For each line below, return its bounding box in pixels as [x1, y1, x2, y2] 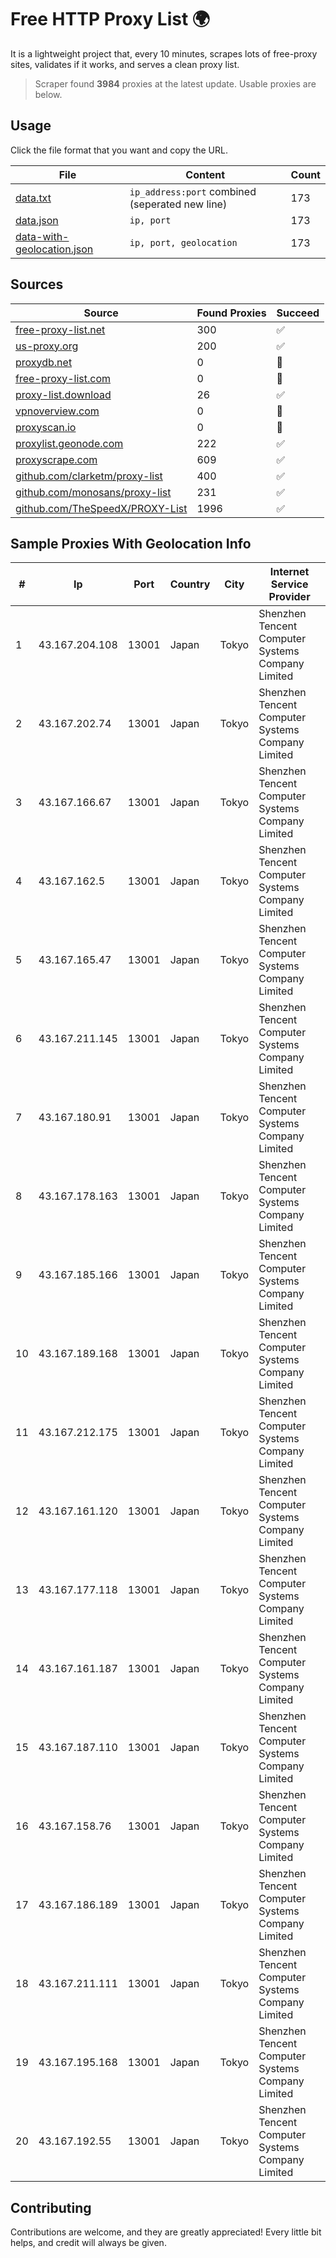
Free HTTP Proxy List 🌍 [10, 8, 211, 31]
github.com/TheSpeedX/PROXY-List [15, 501, 188, 515]
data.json [15, 213, 59, 227]
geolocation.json [15, 242, 94, 256]
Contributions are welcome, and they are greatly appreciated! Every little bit [10, 2226, 322, 2238]
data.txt [15, 191, 52, 205]
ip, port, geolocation [129, 237, 238, 248]
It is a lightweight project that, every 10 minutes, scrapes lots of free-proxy [10, 47, 318, 60]
